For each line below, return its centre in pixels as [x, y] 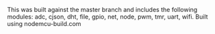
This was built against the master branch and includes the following [102, 10]
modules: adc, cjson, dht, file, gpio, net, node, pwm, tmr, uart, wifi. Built [107, 17]
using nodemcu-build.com [44, 24]
